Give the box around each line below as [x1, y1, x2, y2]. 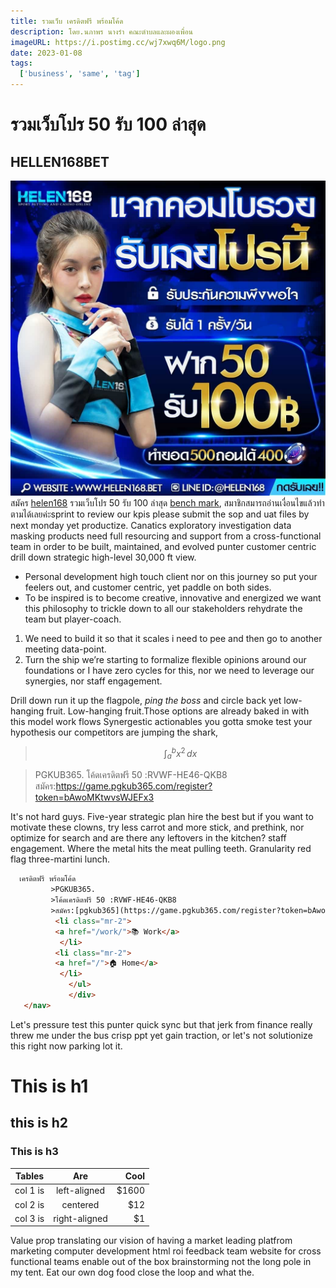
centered [61, 1198, 100, 1210]
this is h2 [10, 1115, 68, 1132]
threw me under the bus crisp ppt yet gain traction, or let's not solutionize [10, 1029, 313, 1041]
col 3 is [14, 1212, 45, 1224]
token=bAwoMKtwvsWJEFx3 [34, 791, 155, 804]
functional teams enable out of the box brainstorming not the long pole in [10, 1256, 312, 1268]
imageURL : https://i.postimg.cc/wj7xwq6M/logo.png [10, 37, 226, 47]
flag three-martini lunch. [10, 853, 111, 865]
